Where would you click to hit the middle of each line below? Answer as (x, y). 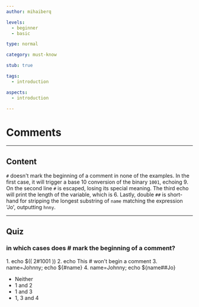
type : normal (22, 44)
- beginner (25, 28)
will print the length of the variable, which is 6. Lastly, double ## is (86, 195)
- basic (21, 33)
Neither (24, 279)
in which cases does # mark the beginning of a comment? (91, 248)
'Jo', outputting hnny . (31, 207)
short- (175, 195)
